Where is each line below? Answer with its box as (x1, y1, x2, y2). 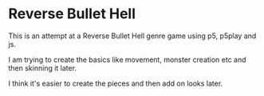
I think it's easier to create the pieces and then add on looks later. (8, 79, 223, 88)
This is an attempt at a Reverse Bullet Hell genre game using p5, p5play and (8, 31, 257, 40)
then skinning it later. (8, 63, 77, 72)
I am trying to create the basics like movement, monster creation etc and (8, 55, 246, 64)
